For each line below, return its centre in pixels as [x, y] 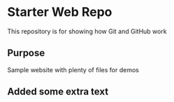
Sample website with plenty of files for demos [73, 69]
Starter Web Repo [60, 12]
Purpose [26, 53]
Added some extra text [58, 92]
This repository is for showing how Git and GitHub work [87, 31]
